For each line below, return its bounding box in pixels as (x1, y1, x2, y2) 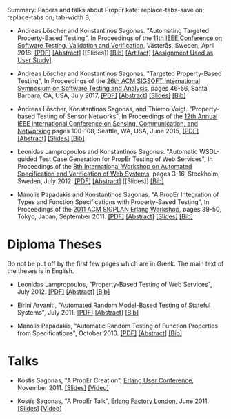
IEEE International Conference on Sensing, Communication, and (17, 120, 199, 127)
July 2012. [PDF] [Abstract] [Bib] (17, 287, 110, 296)
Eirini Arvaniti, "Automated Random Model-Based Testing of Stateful (17, 301, 211, 309)
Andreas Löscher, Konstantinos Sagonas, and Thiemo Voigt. (17, 105, 188, 113)
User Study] (17, 56, 52, 64)
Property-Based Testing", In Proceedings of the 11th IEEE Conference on (17, 34, 223, 42)
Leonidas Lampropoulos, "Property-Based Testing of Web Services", (17, 280, 212, 288)
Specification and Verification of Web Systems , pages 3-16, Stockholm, (17, 169, 220, 178)
